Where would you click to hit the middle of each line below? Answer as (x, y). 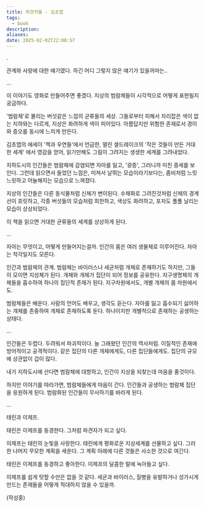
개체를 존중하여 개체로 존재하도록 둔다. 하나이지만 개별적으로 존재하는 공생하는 (106, 311)
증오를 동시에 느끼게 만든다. (45, 131)
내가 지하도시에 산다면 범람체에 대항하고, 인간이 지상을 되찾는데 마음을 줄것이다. (101, 372)
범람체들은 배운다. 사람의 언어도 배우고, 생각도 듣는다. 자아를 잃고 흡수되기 (94, 303)
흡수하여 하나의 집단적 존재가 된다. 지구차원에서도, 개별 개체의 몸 (99, 283)
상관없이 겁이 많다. (35, 359)
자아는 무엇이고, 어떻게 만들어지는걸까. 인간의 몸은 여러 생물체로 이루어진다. (96, 246)
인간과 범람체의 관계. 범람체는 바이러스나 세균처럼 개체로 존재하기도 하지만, (95, 267)
